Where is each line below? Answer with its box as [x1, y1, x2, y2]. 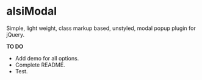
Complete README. [15, 61, 65, 68]
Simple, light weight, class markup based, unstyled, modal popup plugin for [6, 24, 197, 32]
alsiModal [6, 4, 57, 18]
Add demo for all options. [15, 54, 79, 62]
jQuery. [6, 31, 25, 38]
